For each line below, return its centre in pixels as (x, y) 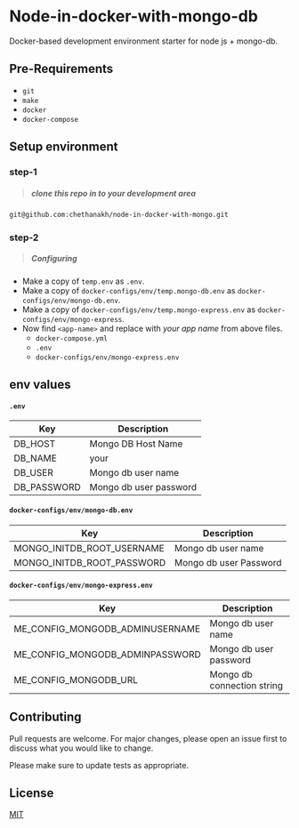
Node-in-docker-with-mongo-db (133, 16)
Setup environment (64, 147)
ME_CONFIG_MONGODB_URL (76, 679)
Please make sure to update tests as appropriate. (99, 765)
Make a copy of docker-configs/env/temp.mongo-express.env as (139, 309)
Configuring (54, 259)
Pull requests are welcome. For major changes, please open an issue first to (148, 738)
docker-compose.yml (72, 338)
